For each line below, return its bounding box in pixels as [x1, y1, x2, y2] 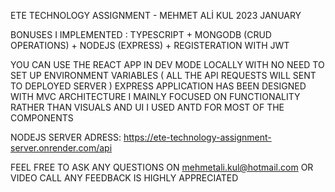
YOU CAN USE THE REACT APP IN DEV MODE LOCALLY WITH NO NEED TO [10, 59, 325, 70]
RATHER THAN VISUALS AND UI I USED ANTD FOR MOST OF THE [10, 101, 285, 113]
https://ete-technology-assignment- [123, 131, 272, 143]
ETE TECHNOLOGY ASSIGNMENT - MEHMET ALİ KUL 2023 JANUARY [10, 10, 302, 21]
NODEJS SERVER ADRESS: [10, 131, 122, 143]
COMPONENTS [10, 112, 74, 124]
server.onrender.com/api [10, 142, 113, 154]
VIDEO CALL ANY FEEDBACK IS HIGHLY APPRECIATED [10, 172, 239, 184]
